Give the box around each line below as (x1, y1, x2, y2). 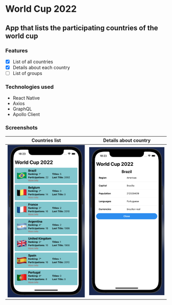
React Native (12, 95, 40, 101)
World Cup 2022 (5, 3, 77, 15)
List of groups (12, 70, 42, 76)
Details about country (103, 137, 151, 144)
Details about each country (12, 64, 70, 70)
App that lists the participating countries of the (5, 24, 159, 32)
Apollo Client (12, 111, 40, 118)
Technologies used (5, 83, 54, 90)
